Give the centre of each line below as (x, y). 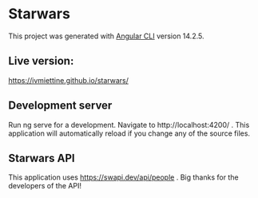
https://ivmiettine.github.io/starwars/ (69, 80)
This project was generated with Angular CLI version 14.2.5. (106, 36)
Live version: (41, 61)
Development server (60, 106)
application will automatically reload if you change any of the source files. (129, 133)
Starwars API (42, 158)
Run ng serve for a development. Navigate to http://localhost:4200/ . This (129, 125)
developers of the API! (45, 186)
